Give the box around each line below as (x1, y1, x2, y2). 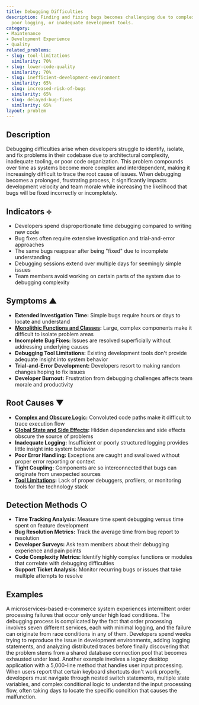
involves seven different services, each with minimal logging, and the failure (6, 624, 191, 631)
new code (14, 228, 40, 236)
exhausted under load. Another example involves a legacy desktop (6, 655, 169, 663)
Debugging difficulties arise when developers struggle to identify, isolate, (6, 146, 185, 153)
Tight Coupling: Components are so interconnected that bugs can (14, 464, 177, 471)
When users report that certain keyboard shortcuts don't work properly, (6, 668, 181, 675)
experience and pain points (14, 547, 82, 554)
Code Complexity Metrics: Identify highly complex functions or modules (14, 553, 192, 561)
